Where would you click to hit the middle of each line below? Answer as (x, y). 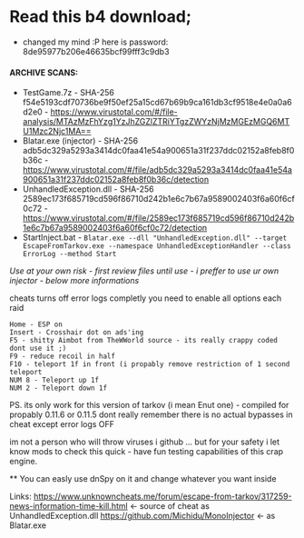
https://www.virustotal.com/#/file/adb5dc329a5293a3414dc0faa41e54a (157, 170)
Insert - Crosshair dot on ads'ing (77, 333)
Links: (20, 496)
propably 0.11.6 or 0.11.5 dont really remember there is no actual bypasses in (151, 414)
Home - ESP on (36, 324)
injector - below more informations (74, 281)
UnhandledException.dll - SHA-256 (88, 189)
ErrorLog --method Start (69, 254)
